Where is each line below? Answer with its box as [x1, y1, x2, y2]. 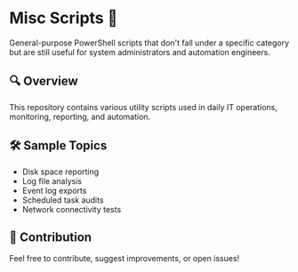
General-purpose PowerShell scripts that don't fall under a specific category [9, 37, 290, 48]
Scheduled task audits [21, 195, 104, 205]
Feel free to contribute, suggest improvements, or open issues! [9, 253, 240, 264]
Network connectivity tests [21, 204, 122, 214]
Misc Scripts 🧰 [9, 8, 118, 28]
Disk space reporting [21, 166, 100, 177]
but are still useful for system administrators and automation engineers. [9, 46, 271, 57]
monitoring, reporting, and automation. [9, 111, 151, 122]
